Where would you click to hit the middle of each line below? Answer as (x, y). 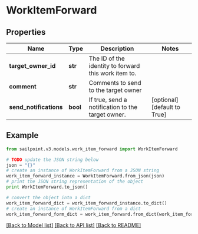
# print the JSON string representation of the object (75, 182)
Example (22, 135)
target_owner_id (32, 66)
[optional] (165, 100)
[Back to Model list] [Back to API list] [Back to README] (74, 225)
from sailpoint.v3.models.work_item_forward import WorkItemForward (92, 149)
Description (117, 49)
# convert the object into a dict (49, 197)
